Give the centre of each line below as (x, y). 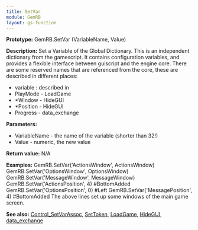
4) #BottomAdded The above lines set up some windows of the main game (97, 197)
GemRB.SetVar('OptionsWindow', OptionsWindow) (67, 171)
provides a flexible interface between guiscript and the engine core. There (97, 63)
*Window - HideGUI (39, 100)
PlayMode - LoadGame (43, 94)
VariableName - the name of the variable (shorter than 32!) (86, 136)
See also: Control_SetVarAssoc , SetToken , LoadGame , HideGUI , (84, 215)
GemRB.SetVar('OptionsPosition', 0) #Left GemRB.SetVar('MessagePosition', (99, 190)
